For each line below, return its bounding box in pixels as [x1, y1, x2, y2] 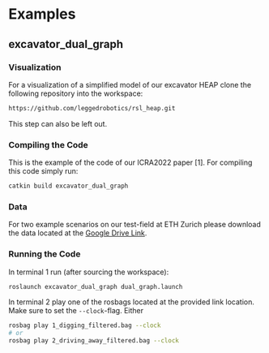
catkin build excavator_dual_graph [8, 182, 129, 191]
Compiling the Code [8, 139, 89, 150]
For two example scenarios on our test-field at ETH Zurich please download [8, 220, 262, 230]
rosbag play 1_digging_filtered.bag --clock [8, 321, 161, 329]
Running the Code [8, 248, 81, 260]
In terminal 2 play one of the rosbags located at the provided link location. [8, 297, 255, 307]
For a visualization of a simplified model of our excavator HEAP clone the [8, 80, 252, 89]
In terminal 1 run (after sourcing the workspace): [8, 267, 169, 277]
